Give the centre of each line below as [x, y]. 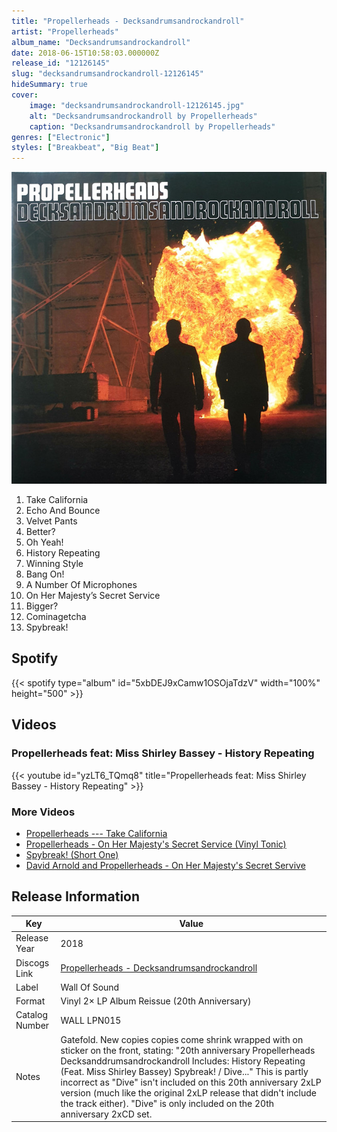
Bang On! [45, 574]
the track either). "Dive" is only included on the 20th [167, 1103]
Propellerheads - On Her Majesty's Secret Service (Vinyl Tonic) [156, 844]
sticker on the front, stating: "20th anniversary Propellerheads [188, 1050]
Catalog [31, 1015]
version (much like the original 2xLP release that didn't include [188, 1092]
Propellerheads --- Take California [96, 833]
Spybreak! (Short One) [72, 854]
